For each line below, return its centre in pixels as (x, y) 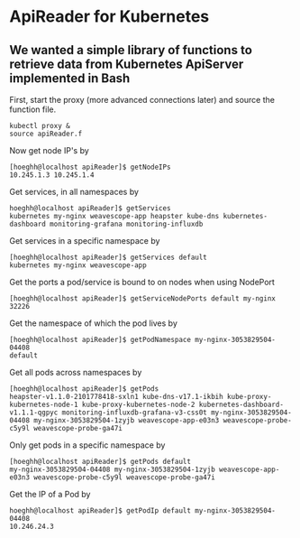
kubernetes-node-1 (44, 404)
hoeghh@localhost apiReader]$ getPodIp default (100, 511)
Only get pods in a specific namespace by (87, 445)
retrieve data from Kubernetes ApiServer (127, 64)
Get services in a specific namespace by (85, 241)
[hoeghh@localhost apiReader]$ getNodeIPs (90, 167)
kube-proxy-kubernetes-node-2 (138, 404)
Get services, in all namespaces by (74, 192)
